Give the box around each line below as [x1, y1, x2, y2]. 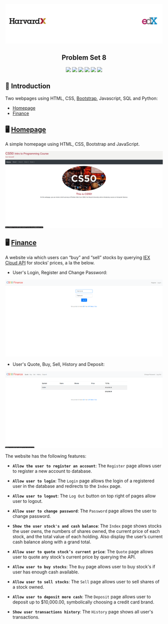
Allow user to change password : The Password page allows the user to [12, 508, 156, 514]
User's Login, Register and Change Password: [12, 269, 107, 275]
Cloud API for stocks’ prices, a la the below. [5, 260, 95, 266]
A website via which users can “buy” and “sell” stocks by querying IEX [5, 254, 150, 260]
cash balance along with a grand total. [12, 539, 91, 545]
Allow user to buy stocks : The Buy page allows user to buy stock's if [12, 563, 155, 569]
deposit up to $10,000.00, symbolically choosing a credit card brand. [12, 599, 154, 605]
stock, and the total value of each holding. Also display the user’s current [12, 533, 163, 539]
